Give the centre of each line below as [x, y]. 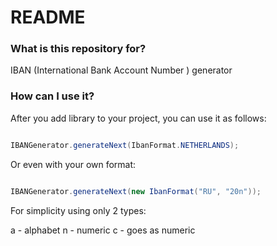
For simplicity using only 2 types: [78, 210]
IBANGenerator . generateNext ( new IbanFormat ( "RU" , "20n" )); [136, 191]
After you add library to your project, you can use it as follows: [138, 118]
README [48, 17]
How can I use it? [52, 96]
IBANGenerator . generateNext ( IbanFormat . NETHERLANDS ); [125, 145]
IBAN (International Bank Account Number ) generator [121, 70]
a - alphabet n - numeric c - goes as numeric [103, 230]
